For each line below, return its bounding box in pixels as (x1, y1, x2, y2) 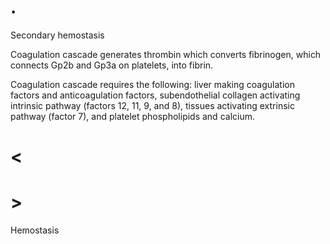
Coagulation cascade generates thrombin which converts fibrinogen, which (10, 48, 322, 60)
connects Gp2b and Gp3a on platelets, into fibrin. (10, 59, 214, 71)
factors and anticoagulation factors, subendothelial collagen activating (10, 89, 301, 101)
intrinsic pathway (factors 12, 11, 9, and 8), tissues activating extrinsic (10, 99, 295, 111)
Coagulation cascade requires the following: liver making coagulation (10, 78, 295, 90)
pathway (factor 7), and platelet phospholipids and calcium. (10, 110, 255, 122)
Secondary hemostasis (10, 29, 105, 41)
